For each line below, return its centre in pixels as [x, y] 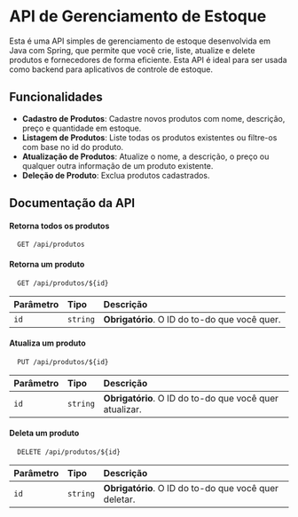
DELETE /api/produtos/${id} [69, 452]
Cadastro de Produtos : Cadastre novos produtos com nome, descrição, [153, 118]
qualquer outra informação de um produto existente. [118, 165]
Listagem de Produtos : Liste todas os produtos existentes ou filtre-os [149, 137]
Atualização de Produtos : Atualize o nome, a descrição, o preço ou [145, 156]
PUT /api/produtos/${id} [63, 362]
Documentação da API [72, 203]
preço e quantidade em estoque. [82, 128]
